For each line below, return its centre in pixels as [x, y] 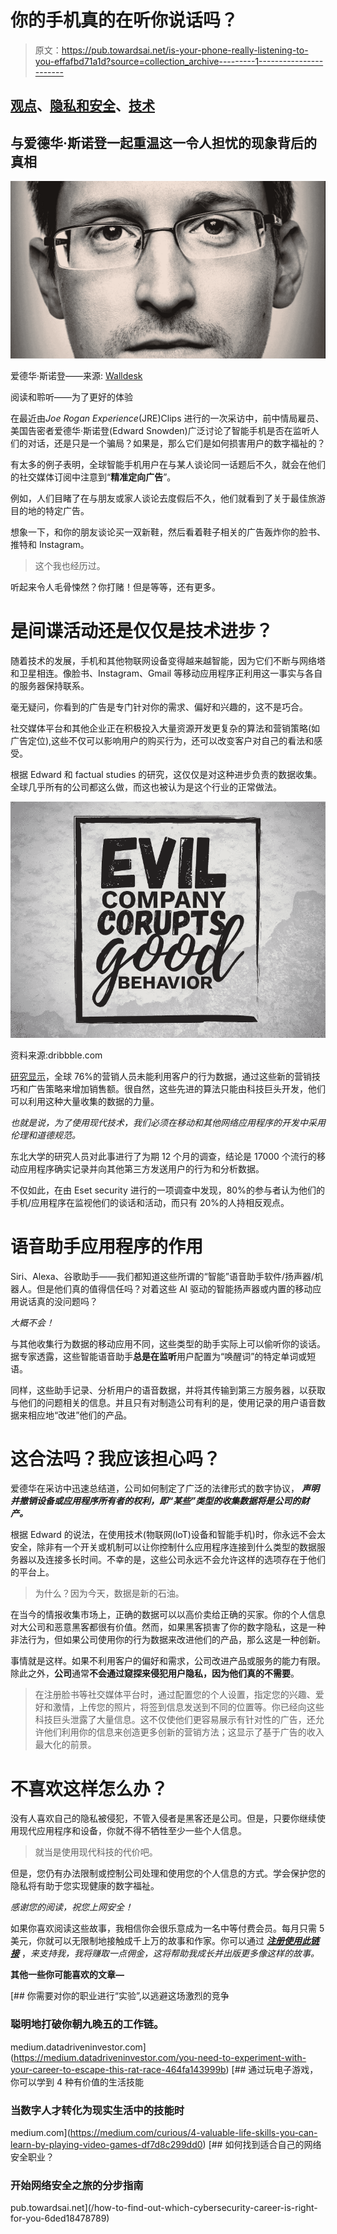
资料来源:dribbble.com [56, 1055]
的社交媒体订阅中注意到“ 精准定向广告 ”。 [93, 477]
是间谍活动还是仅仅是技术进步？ [142, 630]
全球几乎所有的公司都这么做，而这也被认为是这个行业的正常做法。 [146, 787]
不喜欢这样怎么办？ [89, 1788]
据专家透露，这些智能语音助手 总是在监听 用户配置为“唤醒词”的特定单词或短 [163, 1356]
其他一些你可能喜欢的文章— [67, 1975]
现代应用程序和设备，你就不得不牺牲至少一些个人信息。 [132, 1831]
